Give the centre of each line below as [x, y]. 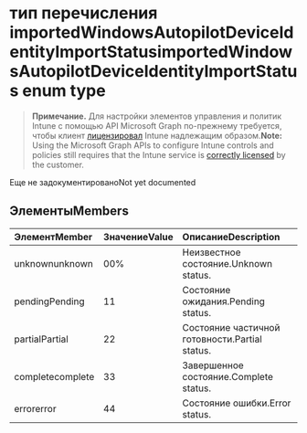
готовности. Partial [222, 339]
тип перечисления [84, 13]
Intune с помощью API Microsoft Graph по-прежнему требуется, [157, 125]
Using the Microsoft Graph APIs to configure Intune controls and [153, 145]
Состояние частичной [231, 327]
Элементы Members [69, 211]
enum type [64, 91]
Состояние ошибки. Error [237, 403]
